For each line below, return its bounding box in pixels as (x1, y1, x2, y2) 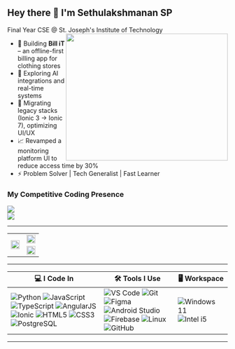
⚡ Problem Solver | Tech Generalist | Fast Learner (17, 169, 160, 177)
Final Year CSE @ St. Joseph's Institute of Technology (7, 25, 163, 34)
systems (17, 91, 42, 100)
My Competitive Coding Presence (7, 189, 124, 199)
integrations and (17, 76, 65, 85)
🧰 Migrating (17, 99, 51, 107)
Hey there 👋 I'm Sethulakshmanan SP (7, 7, 173, 19)
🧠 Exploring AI (17, 69, 59, 77)
